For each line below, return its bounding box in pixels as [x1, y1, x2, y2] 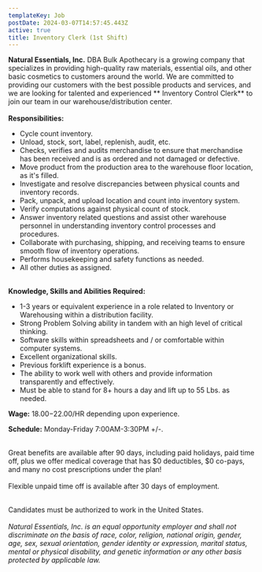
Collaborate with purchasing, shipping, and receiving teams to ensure [19, 238, 245, 247]
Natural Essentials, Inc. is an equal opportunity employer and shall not [8, 522, 237, 532]
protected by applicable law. [8, 555, 101, 565]
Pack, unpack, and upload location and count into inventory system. [19, 196, 240, 206]
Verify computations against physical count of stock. [19, 204, 191, 214]
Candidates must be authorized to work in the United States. [8, 505, 204, 514]
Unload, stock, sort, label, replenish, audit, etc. [19, 137, 171, 147]
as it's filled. [19, 171, 59, 180]
